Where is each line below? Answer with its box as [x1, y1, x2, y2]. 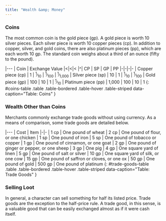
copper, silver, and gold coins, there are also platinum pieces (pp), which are [5, 45, 162, 51]
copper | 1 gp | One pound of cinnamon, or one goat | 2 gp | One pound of [5, 140, 157, 146]
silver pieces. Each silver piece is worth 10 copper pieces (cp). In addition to [5, 40, 161, 46]
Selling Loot [5, 184, 35, 191]
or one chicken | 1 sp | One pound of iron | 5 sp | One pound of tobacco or [5, 135, 157, 141]
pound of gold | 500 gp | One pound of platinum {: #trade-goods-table [5, 161, 149, 167]
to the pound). [5, 56, 34, 62]
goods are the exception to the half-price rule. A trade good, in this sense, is [5, 201, 161, 207]
